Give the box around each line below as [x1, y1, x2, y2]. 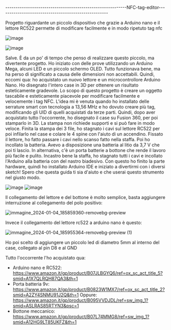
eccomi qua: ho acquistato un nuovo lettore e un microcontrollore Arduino [5, 77, 161, 82]
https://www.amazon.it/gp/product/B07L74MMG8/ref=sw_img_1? [12, 314, 150, 319]
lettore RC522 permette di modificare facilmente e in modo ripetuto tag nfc [5, 25, 163, 31]
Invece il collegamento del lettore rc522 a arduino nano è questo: [5, 219, 142, 226]
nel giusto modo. [5, 174, 41, 181]
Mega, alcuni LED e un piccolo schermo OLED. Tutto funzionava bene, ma [5, 66, 161, 72]
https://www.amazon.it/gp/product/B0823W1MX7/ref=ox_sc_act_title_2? [12, 287, 165, 292]
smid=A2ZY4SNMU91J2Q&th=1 [12, 292, 79, 298]
